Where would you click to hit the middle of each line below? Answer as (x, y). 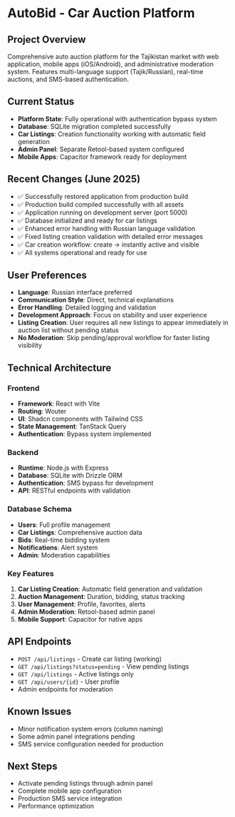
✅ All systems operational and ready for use (82, 252)
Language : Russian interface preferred (75, 292)
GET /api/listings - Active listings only (75, 674)
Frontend (23, 388)
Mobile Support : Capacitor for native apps (80, 620)
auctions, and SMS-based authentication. (68, 79)
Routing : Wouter (42, 411)
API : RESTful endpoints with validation (74, 490)
